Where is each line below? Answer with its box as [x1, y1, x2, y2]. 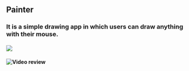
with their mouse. [6, 30, 59, 38]
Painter [6, 5, 34, 15]
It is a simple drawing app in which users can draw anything [6, 23, 184, 31]
